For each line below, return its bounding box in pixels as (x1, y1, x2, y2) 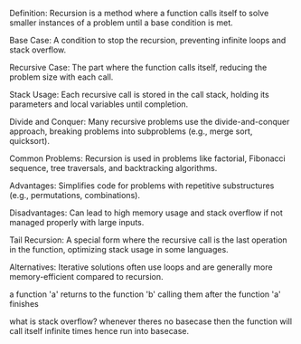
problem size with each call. (9, 72, 114, 82)
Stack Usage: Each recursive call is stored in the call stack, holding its (9, 90, 269, 100)
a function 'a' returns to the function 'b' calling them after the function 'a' (9, 289, 282, 300)
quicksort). (9, 136, 50, 146)
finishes (9, 299, 39, 309)
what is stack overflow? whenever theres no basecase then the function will (9, 316, 292, 327)
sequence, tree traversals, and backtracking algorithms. (9, 163, 218, 173)
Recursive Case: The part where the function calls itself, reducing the (9, 62, 268, 72)
